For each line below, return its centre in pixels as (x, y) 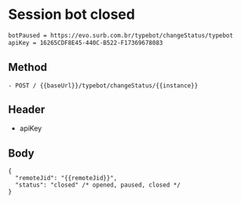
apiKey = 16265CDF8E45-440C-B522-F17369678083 (86, 42)
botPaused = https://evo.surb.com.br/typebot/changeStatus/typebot (121, 35)
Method (28, 67)
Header (27, 109)
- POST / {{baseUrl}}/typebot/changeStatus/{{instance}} (103, 85)
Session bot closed (72, 15)
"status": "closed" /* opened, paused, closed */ (98, 185)
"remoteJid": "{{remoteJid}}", (66, 179)
